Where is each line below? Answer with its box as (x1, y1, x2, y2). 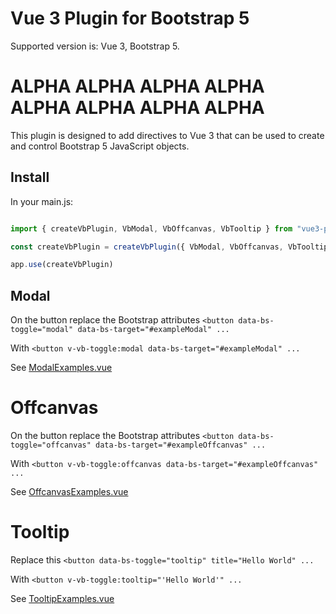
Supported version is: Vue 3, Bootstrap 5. (10, 40, 180, 52)
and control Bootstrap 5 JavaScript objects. (10, 140, 190, 152)
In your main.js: (10, 195, 74, 207)
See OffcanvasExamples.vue (10, 486, 129, 498)
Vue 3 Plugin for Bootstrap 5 (10, 7, 250, 30)
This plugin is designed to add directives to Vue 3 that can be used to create (10, 129, 325, 141)
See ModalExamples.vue (10, 362, 113, 374)
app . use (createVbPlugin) (10, 260, 114, 270)
